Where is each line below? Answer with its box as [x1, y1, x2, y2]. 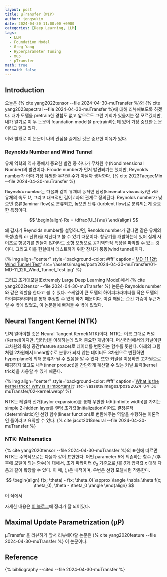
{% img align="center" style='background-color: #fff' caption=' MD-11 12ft [5, 256, 157, 262]
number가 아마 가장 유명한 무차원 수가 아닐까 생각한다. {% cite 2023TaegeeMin [5, 173, 163, 179]
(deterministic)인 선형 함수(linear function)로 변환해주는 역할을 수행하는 [5, 411, 147, 417]
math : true [5, 63, 28, 68]
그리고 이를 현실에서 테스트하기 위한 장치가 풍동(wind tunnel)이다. [15, 246, 144, 252]
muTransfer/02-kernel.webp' [5, 388, 64, 394]
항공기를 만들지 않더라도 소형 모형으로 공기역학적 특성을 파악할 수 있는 [18, 240, 155, 246]
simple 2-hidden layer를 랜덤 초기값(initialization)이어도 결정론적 [5, 405, 134, 411]
